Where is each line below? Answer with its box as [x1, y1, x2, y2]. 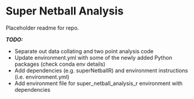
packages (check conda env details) [14, 60, 105, 68]
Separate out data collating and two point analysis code [14, 47, 154, 55]
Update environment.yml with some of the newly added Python [14, 54, 173, 61]
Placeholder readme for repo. [5, 24, 79, 31]
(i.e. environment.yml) [14, 73, 70, 80]
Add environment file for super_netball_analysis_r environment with [14, 80, 183, 87]
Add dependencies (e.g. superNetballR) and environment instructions [14, 66, 189, 74]
